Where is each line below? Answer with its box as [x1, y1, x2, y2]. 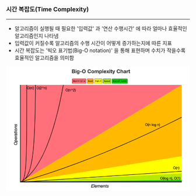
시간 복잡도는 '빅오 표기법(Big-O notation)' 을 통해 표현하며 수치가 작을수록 [14, 47, 185, 54]
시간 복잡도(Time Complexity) [6, 5, 89, 13]
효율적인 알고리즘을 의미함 [14, 54, 75, 61]
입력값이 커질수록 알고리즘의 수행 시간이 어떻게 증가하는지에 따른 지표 [14, 40, 172, 47]
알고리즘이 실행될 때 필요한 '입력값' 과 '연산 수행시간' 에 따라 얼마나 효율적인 [14, 25, 188, 32]
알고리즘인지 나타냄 [14, 32, 59, 39]
